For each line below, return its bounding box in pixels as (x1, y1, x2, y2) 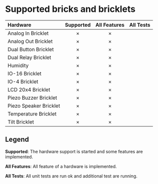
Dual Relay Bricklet (7, 54, 52, 61)
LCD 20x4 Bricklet (7, 86, 51, 93)
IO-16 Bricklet (7, 70, 42, 77)
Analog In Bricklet (7, 30, 49, 37)
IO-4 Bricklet (7, 78, 39, 85)
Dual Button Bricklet (7, 46, 54, 53)
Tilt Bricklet (7, 118, 34, 125)
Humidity (7, 62, 29, 69)
